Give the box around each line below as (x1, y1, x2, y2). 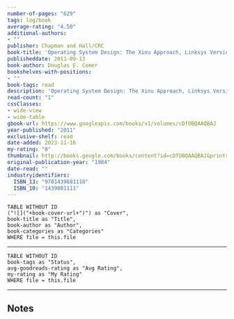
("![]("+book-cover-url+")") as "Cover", (7, 210, 130, 217)
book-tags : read (7, 81, 54, 88)
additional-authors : (7, 29, 68, 37)
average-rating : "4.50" (7, 23, 77, 30)
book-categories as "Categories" (7, 228, 104, 235)
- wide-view (7, 107, 42, 114)
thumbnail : (7, 152, 39, 160)
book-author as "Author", (7, 222, 82, 229)
